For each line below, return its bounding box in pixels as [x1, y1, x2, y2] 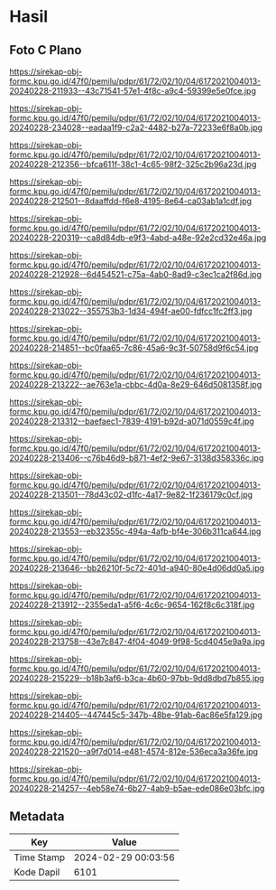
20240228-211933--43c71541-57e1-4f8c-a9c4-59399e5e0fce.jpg [9, 86, 257, 96]
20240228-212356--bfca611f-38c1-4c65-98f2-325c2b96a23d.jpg [9, 159, 257, 169]
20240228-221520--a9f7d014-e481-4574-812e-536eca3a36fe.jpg [9, 746, 259, 756]
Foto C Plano [9, 42, 82, 58]
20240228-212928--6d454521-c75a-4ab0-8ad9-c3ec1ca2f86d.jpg [9, 269, 262, 279]
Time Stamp [14, 851, 66, 864]
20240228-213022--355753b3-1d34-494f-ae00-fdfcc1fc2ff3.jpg [9, 305, 253, 316]
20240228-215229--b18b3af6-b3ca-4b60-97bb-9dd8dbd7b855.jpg [9, 673, 264, 683]
